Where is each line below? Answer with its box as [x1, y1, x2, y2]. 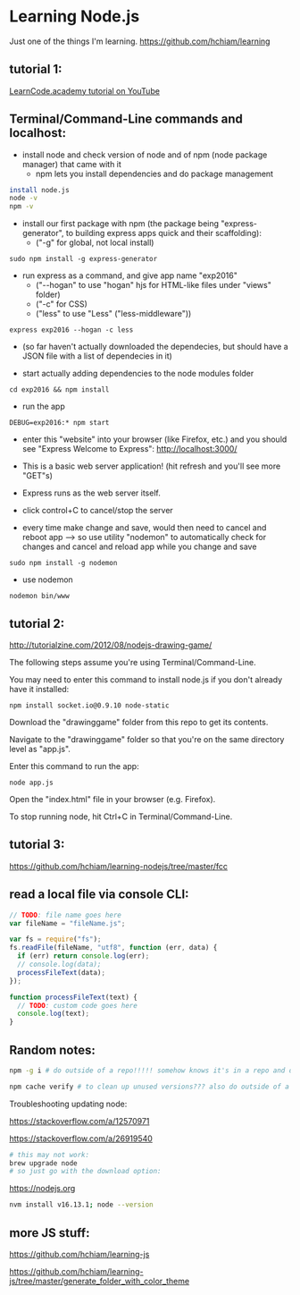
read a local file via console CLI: [9, 887, 189, 902]
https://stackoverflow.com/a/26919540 [9, 1133, 154, 1144]
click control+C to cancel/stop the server [21, 505, 174, 516]
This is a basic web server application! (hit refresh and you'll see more [21, 461, 281, 471]
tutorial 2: [9, 615, 65, 631]
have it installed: [9, 684, 70, 694]
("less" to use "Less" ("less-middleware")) [35, 309, 192, 319]
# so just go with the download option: [9, 1167, 162, 1176]
